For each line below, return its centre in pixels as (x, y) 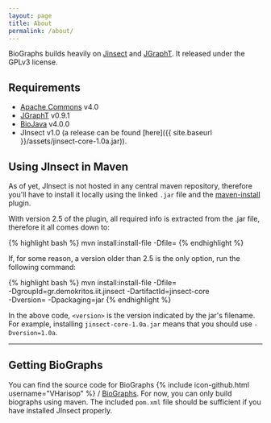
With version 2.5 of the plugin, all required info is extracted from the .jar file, (134, 219)
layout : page (30, 16)
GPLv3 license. (33, 62)
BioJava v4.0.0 (45, 124)
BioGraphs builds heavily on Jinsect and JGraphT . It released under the (127, 54)
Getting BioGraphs (56, 365)
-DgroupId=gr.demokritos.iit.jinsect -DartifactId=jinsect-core (109, 291)
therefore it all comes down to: (59, 227)
